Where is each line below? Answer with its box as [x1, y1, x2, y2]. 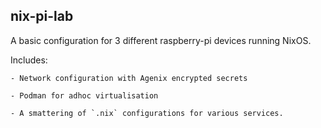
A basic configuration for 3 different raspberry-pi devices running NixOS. [10, 34, 312, 46]
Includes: [10, 54, 48, 66]
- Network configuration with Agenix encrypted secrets [10, 73, 248, 83]
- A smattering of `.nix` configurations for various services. [10, 108, 284, 118]
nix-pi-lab [10, 8, 74, 25]
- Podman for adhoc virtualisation [10, 90, 159, 101]
